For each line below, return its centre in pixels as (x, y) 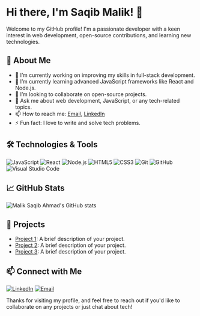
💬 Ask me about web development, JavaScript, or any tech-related (97, 100)
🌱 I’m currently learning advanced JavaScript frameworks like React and (104, 81)
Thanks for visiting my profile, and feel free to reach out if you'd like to (93, 300)
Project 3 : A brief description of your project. (70, 252)
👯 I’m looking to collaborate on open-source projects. (81, 94)
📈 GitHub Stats (35, 188)
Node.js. (25, 88)
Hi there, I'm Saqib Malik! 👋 (74, 12)
